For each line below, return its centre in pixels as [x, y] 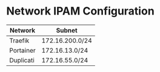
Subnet [67, 30]
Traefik [19, 41]
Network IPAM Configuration [80, 11]
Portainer [22, 50]
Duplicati [22, 60]
